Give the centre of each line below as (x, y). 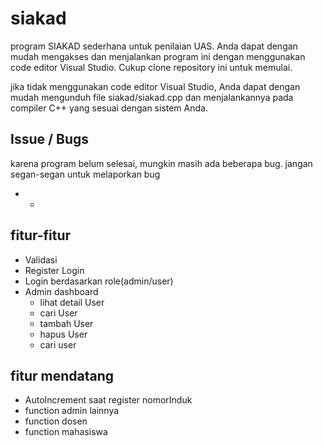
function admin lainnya (72, 411)
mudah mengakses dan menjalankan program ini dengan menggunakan (158, 56)
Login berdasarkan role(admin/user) (99, 281)
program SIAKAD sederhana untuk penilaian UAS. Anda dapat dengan (154, 46)
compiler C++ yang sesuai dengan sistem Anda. (109, 108)
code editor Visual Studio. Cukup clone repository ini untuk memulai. (151, 67)
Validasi (41, 259)
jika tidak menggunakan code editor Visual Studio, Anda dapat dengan (155, 86)
